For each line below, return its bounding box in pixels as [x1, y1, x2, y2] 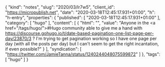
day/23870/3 [5, 35, 32, 41]
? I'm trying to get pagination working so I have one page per [32, 35, 157, 41]
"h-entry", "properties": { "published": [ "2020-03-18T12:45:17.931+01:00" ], [5, 15, 161, 20]
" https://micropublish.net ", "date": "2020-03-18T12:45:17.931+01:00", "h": [5, 9, 156, 15]
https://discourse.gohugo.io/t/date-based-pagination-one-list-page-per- [5, 31, 154, 36]
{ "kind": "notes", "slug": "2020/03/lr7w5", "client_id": [5, 4, 115, 10]
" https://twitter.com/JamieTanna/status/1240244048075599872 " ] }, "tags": [5, 51, 161, 57]
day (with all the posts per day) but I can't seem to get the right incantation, [5, 41, 159, 46]
